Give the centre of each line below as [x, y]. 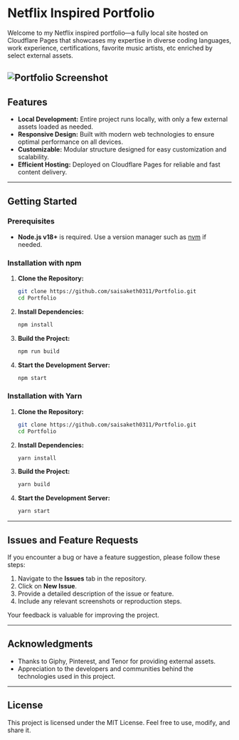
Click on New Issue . [47, 586]
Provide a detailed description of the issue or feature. [96, 593]
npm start [32, 378]
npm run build [38, 351]
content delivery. [42, 172]
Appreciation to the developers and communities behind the [105, 668]
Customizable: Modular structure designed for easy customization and [122, 149]
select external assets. [40, 55]
